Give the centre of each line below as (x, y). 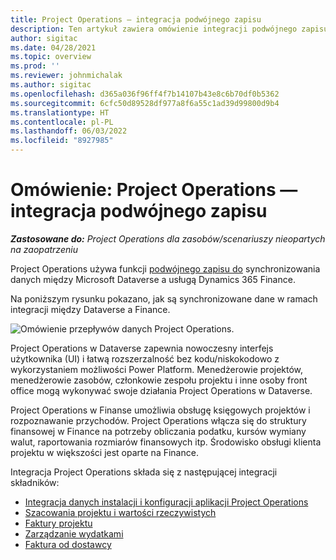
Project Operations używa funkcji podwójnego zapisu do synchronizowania (165, 268)
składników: (35, 482)
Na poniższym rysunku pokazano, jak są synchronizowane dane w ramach (164, 298)
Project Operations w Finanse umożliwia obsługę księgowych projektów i (160, 410)
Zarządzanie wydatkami (74, 533)
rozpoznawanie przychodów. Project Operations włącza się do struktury (158, 420)
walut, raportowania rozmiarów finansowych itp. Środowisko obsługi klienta (166, 442)
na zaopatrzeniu (44, 249)
